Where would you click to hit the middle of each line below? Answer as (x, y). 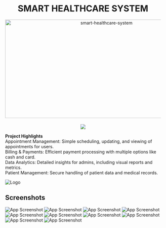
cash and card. (20, 157)
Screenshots (25, 198)
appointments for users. (30, 146)
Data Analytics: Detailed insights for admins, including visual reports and (79, 162)
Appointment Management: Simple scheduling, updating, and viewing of (79, 141)
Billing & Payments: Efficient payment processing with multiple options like (81, 152)
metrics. (14, 167)
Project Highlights (24, 136)
